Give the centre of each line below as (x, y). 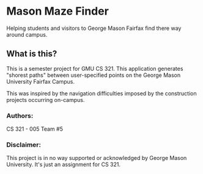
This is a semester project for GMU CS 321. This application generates (95, 68)
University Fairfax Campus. (41, 81)
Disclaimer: (24, 145)
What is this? (32, 54)
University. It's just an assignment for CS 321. (64, 165)
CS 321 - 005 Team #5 (35, 129)
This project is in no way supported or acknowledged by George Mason (97, 158)
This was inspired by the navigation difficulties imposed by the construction (102, 93)
